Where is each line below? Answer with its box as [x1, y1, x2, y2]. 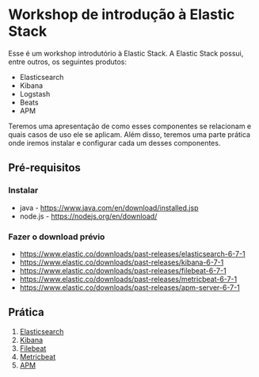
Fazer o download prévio [8, 231, 105, 242]
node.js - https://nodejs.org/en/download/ [19, 211, 158, 221]
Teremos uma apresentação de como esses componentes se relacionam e [8, 121, 252, 131]
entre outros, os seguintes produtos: [8, 57, 128, 67]
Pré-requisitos [8, 161, 82, 175]
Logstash [19, 89, 51, 98]
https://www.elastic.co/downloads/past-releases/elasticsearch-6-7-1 [19, 249, 246, 258]
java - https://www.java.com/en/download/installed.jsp [19, 203, 199, 212]
